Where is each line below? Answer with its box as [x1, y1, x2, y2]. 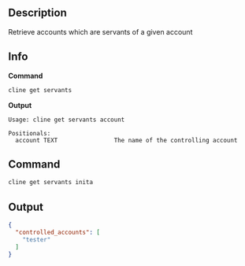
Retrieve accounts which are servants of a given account [8, 27, 193, 36]
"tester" [22, 235, 51, 243]
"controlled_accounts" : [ [15, 228, 101, 236]
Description [8, 6, 67, 20]
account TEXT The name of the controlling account [15, 136, 238, 144]
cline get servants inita [8, 179, 93, 187]
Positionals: [8, 129, 51, 137]
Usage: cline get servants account [8, 116, 125, 124]
